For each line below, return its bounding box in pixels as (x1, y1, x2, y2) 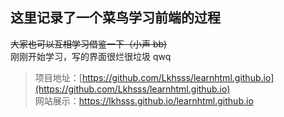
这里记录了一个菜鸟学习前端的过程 (10, 9, 221, 27)
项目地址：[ (34, 71, 83, 83)
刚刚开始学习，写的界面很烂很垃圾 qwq (10, 50, 172, 62)
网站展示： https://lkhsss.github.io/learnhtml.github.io (34, 94, 254, 107)
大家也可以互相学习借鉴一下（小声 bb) (10, 38, 168, 50)
